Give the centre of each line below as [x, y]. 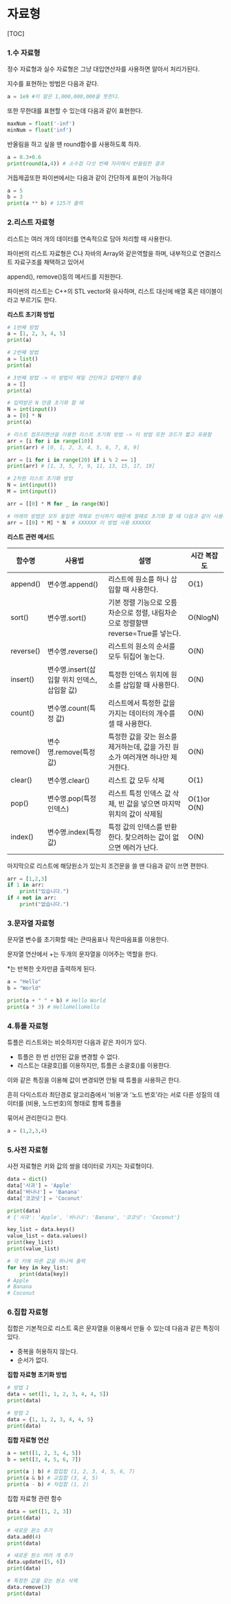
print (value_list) [33, 1249]
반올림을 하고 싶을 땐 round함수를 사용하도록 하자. [74, 144]
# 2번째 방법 [23, 353]
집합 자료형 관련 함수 [35, 1499]
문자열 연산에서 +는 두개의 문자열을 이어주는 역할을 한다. [82, 954]
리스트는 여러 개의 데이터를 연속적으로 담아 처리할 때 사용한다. [90, 239]
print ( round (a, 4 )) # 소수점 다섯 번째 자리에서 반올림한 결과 [86, 163]
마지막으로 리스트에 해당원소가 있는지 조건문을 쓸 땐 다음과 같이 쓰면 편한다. [108, 866]
